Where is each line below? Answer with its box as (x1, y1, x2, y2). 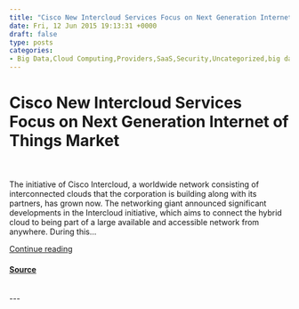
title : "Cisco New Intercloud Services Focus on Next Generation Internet (9, 12, 293, 22)
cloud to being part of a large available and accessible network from (9, 216, 260, 227)
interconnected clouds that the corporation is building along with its (9, 188, 257, 199)
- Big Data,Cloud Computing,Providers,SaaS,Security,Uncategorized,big (9, 54, 280, 63)
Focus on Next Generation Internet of (9, 112, 289, 132)
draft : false (9, 29, 58, 38)
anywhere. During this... (9, 226, 97, 237)
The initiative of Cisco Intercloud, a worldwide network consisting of (9, 179, 260, 190)
